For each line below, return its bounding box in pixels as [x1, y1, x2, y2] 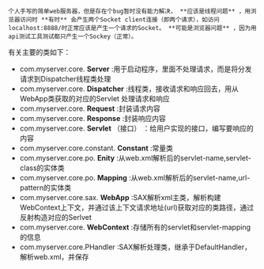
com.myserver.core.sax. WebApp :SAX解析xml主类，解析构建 [19, 193, 221, 202]
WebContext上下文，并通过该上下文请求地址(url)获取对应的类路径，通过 [19, 203, 255, 212]
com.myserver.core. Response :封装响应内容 [19, 114, 166, 123]
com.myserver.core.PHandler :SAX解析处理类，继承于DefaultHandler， [19, 242, 251, 252]
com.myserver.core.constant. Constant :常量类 [19, 143, 174, 153]
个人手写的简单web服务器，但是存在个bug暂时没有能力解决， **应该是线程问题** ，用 [8, 7, 251, 15]
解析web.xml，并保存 [19, 252, 89, 261]
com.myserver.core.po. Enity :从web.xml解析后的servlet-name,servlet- [19, 153, 251, 162]
